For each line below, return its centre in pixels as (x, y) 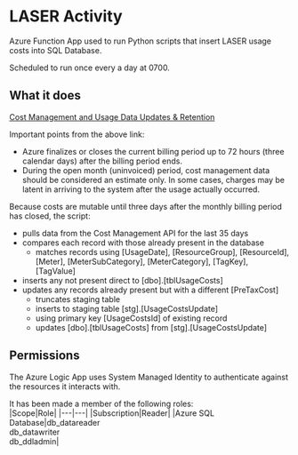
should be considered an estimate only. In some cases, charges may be (153, 180)
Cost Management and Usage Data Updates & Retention (112, 116)
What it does (45, 96)
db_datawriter (35, 432)
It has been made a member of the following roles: (101, 403)
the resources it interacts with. (65, 386)
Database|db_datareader (55, 422)
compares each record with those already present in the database (143, 243)
